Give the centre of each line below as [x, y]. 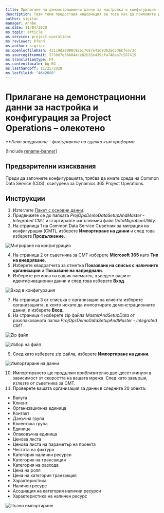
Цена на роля [27, 470]
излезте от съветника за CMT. [44, 383]
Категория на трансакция [39, 460]
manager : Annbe [21, 23]
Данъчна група [28, 418]
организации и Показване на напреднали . [58, 270]
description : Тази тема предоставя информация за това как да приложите [81, 14]
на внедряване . [29, 260]
